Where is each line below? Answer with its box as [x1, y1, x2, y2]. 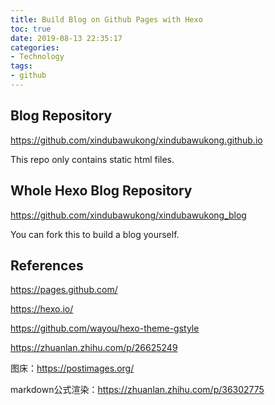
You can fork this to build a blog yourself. [10, 228, 180, 240]
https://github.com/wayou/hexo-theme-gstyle [10, 322, 200, 335]
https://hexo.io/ [10, 303, 74, 315]
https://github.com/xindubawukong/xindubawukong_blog [10, 209, 247, 221]
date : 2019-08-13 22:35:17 [10, 33, 123, 43]
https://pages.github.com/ [10, 284, 118, 296]
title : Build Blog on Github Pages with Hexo [10, 14, 203, 25]
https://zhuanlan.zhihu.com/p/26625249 [10, 342, 178, 354]
